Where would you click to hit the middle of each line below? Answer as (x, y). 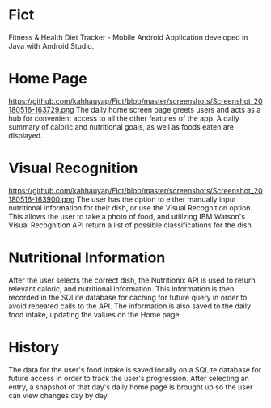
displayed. (25, 135)
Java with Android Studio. (51, 45)
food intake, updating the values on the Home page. (95, 314)
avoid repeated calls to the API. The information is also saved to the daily (130, 306)
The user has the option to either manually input (156, 199)
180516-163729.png (41, 109)
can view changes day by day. (59, 395)
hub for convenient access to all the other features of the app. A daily (124, 118)
